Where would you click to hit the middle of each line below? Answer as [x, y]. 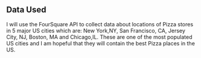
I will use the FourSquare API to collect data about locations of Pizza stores [100, 24]
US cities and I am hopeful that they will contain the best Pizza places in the [101, 43]
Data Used [26, 10]
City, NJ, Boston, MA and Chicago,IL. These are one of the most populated [99, 37]
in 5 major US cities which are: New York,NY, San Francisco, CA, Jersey [96, 30]
